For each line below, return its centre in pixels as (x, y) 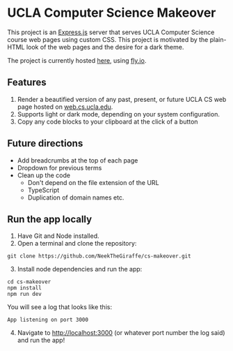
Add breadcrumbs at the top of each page (78, 160)
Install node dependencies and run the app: (80, 269)
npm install (24, 288)
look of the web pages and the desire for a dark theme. (105, 47)
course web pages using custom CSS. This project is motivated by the (108, 39)
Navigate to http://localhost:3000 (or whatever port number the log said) (121, 333)
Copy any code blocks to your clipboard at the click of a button (107, 121)
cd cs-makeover (29, 282)
